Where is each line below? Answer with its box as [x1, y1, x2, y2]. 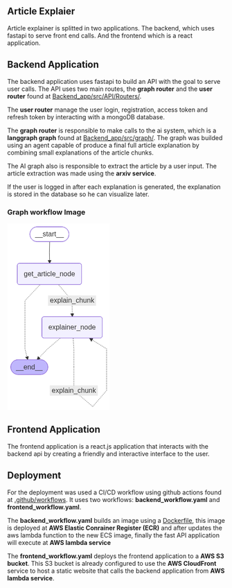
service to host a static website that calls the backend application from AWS [7, 567, 225, 575]
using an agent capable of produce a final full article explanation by [7, 141, 199, 149]
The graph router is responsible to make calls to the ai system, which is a [7, 126, 217, 135]
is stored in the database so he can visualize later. [7, 190, 150, 198]
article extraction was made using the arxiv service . [7, 169, 157, 178]
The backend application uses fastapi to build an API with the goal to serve [7, 77, 221, 85]
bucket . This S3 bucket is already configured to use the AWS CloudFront [7, 559, 217, 567]
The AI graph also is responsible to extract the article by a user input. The [7, 162, 217, 170]
